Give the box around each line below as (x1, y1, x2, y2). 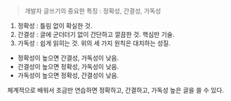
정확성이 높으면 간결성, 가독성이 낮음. (17, 54, 119, 62)
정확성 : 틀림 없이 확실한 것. (17, 22, 93, 30)
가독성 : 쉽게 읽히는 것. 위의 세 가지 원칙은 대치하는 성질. (17, 39, 171, 47)
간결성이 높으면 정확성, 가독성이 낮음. (17, 63, 119, 70)
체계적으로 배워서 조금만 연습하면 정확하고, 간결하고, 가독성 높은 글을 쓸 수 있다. (7, 86, 225, 94)
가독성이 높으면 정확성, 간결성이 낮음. (17, 71, 119, 79)
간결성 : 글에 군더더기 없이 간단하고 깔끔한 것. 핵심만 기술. (17, 31, 175, 38)
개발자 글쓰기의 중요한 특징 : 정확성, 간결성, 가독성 (24, 7, 161, 15)
